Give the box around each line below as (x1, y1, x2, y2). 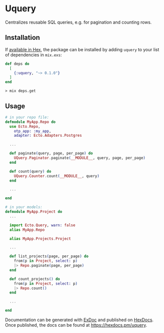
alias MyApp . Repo (9, 227, 45, 232)
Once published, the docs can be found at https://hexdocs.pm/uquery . (5, 322, 147, 328)
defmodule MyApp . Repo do (5, 119, 56, 124)
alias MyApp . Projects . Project (9, 236, 71, 241)
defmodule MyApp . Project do (5, 210, 63, 214)
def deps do (5, 61, 29, 66)
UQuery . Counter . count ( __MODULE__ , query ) (14, 173, 99, 179)
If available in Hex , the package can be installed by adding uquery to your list (5, 46, 160, 52)
